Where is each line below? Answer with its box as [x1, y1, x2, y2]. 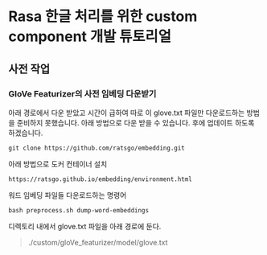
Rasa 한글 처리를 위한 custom [8, 7, 198, 26]
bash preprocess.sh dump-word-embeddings [8, 206, 150, 214]
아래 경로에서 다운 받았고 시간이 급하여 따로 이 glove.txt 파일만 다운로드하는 [8, 108, 245, 117]
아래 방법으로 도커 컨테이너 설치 [8, 158, 108, 169]
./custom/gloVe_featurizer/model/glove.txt [27, 237, 168, 247]
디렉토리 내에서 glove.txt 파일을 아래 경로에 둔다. [8, 221, 162, 231]
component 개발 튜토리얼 [8, 27, 171, 46]
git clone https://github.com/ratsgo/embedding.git [8, 144, 185, 152]
